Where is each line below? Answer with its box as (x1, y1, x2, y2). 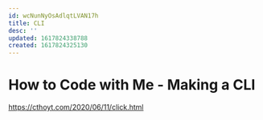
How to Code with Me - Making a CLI (8, 76, 256, 94)
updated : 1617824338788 (8, 34, 88, 42)
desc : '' (8, 26, 38, 34)
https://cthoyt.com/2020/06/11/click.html (8, 102, 144, 112)
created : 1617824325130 (8, 42, 88, 50)
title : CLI (8, 19, 45, 27)
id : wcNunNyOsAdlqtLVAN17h (8, 11, 99, 20)
